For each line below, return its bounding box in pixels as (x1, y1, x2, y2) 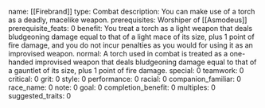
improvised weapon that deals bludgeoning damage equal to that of (34, 57, 257, 67)
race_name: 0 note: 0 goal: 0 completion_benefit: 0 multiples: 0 (8, 83, 216, 92)
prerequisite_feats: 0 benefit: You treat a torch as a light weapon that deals (8, 24, 253, 33)
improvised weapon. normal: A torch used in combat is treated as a (8, 49, 228, 58)
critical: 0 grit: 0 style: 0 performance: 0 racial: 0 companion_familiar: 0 (8, 75, 241, 83)
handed (8, 57, 33, 67)
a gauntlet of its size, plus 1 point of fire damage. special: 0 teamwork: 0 (8, 66, 244, 75)
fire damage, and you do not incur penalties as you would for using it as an (8, 40, 253, 50)
